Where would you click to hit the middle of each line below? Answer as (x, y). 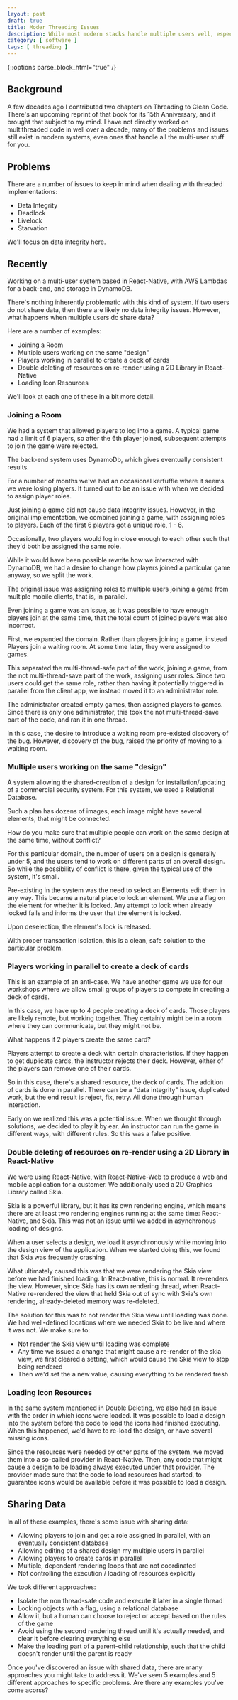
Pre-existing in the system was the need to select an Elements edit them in (116, 890)
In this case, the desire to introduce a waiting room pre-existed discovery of (118, 733)
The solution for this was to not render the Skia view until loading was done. (118, 1315)
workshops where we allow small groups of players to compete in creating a (119, 990)
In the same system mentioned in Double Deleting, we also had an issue (112, 1408)
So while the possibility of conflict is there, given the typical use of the (110, 869)
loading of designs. (35, 1228)
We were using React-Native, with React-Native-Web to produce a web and (118, 1177)
